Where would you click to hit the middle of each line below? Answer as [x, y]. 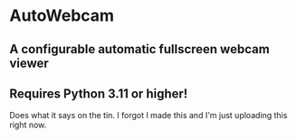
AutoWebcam [62, 16]
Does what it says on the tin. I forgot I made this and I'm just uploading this [148, 116]
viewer [29, 63]
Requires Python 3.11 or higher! [99, 93]
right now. [28, 125]
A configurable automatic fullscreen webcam [139, 49]
